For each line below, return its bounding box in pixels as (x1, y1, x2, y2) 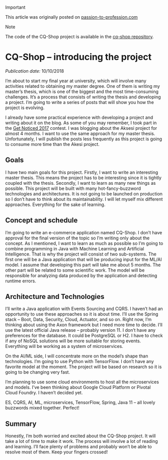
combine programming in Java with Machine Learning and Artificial (5, 245, 144, 251)
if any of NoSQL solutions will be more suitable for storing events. (5, 338, 141, 344)
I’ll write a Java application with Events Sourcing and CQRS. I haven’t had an (5, 305, 163, 312)
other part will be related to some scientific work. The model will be (5, 267, 145, 273)
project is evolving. (5, 105, 45, 111)
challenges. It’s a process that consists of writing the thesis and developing (5, 93, 161, 100)
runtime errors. (5, 278, 36, 284)
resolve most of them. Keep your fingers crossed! (5, 449, 108, 455)
